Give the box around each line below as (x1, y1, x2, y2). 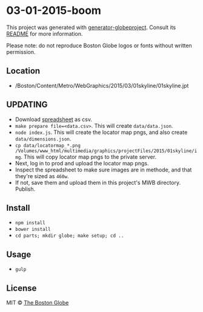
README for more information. (6, 30, 83, 37)
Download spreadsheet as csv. (15, 116, 93, 123)
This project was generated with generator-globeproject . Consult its (6, 24, 176, 31)
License (6, 283, 37, 293)
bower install (15, 227, 51, 233)
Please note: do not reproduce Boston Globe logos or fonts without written (6, 42, 192, 49)
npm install (15, 220, 45, 226)
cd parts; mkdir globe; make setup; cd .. (15, 233, 124, 239)
